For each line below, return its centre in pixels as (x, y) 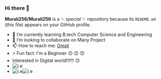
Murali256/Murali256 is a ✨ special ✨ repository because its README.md (80, 19)
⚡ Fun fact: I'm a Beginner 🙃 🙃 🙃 (48, 53)
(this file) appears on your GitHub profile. (48, 25)
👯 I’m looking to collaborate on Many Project (59, 40)
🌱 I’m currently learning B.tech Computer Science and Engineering (82, 34)
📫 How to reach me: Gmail (41, 46)
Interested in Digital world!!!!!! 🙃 (46, 61)
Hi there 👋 (17, 8)
